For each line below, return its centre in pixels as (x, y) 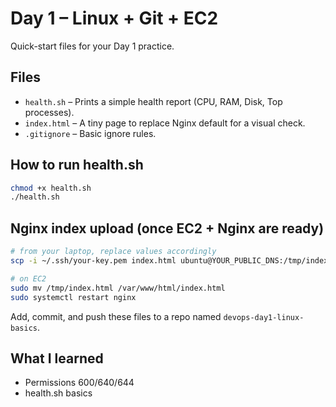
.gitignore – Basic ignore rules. (90, 133)
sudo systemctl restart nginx (73, 297)
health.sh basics (58, 393)
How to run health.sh (77, 165)
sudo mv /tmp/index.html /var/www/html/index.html (118, 288)
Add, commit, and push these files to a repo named (116, 316)
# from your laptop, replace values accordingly (113, 252)
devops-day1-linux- (264, 317)
